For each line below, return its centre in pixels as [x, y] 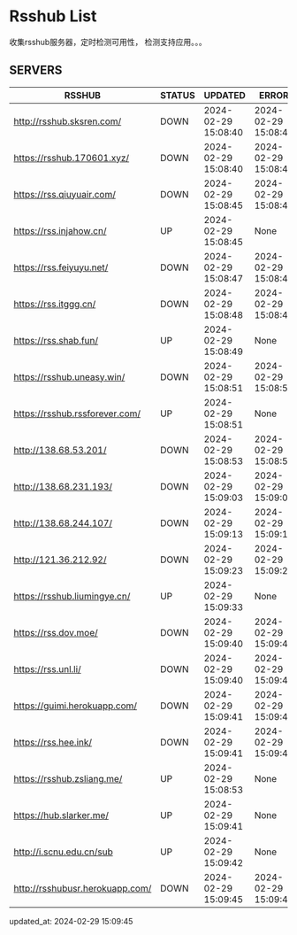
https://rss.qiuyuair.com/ [65, 194]
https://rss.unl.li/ [47, 668]
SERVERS [36, 70]
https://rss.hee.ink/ [53, 742]
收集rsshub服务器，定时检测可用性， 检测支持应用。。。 [108, 42]
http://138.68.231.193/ [63, 486]
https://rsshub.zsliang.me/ [68, 778]
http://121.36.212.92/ [60, 560]
